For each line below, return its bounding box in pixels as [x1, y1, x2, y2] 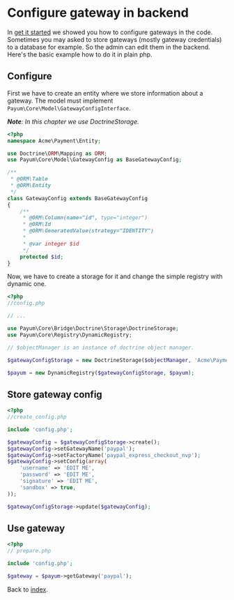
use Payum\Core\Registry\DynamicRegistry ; [7, 331, 132, 338]
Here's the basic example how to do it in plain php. [7, 50, 153, 59]
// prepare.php [7, 548, 52, 555]
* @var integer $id [22, 240, 79, 247]
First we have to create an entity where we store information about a [7, 89, 203, 97]
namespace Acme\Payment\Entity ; [7, 137, 101, 144]
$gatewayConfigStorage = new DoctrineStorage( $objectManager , [7, 357, 192, 363]
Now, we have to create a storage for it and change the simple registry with [7, 272, 223, 280]
